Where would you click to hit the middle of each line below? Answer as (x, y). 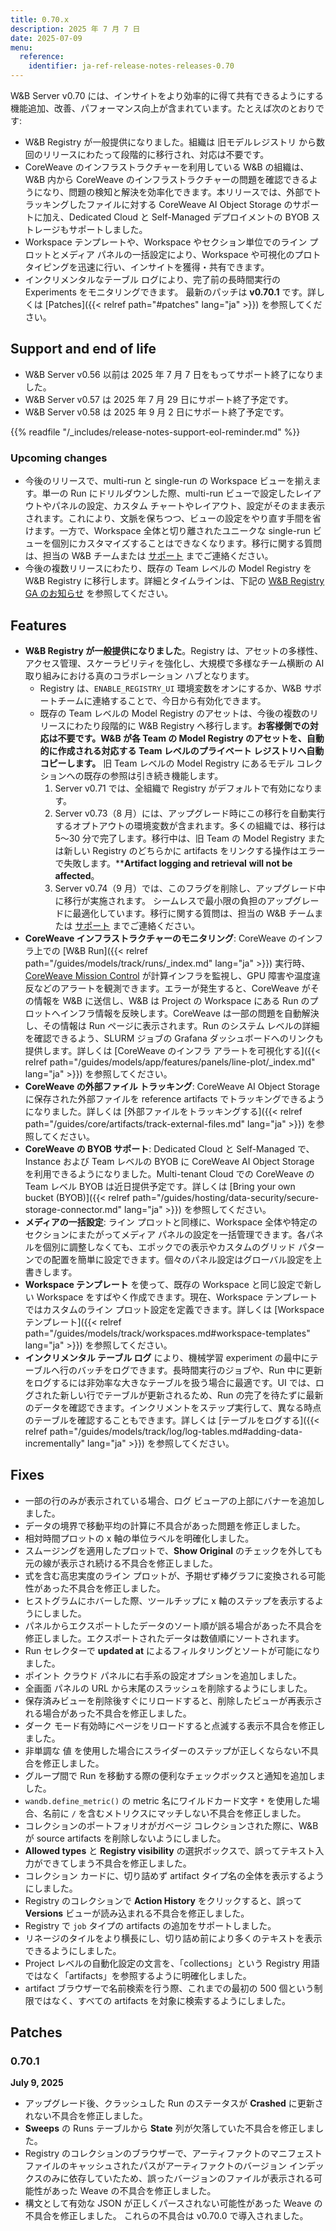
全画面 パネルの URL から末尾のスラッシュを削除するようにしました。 (168, 1688)
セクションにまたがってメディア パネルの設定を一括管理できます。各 (165, 1234)
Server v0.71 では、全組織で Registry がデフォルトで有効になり (184, 788)
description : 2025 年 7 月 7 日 (75, 29)
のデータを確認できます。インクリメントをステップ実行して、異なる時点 (173, 1407)
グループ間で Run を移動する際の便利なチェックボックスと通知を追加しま (175, 1775)
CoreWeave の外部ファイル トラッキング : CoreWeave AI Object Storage (172, 1086)
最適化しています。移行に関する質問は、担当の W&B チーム (193, 913)
